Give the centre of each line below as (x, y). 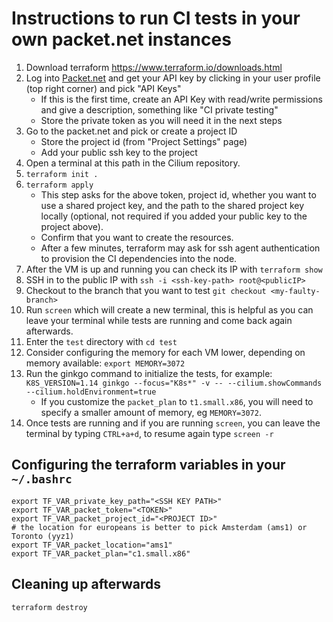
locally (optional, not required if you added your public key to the (174, 216)
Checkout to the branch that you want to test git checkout (146, 290)
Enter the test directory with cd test (101, 341)
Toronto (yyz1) (43, 536)
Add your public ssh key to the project (119, 152)
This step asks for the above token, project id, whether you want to (178, 194)
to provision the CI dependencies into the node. (139, 258)
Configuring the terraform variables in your (148, 465)
